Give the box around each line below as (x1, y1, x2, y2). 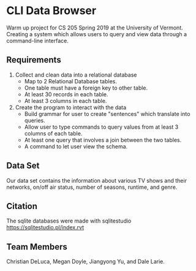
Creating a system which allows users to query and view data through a (6, 30, 187, 37)
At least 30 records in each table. (24, 90, 108, 98)
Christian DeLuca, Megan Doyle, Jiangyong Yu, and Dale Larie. (6, 258, 165, 265)
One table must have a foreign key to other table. (24, 84, 148, 91)
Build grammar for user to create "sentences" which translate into (24, 110, 190, 117)
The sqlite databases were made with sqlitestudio (6, 217, 132, 224)
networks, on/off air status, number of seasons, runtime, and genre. (6, 183, 178, 191)
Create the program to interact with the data (15, 104, 127, 111)
